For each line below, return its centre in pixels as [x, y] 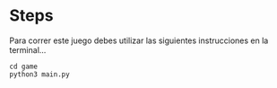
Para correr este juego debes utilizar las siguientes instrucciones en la [139, 40]
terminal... [28, 49]
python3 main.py [39, 74]
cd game [24, 66]
